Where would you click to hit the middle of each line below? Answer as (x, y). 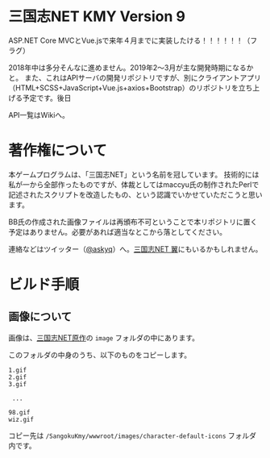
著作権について (58, 151)
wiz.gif (21, 419)
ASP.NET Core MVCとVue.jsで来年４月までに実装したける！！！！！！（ (129, 40)
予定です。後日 (47, 98)
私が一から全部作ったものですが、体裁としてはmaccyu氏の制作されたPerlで (134, 184)
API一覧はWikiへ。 (39, 114)
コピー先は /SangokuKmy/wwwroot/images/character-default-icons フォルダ (132, 435)
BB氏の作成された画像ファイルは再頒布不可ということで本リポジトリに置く (133, 222)
